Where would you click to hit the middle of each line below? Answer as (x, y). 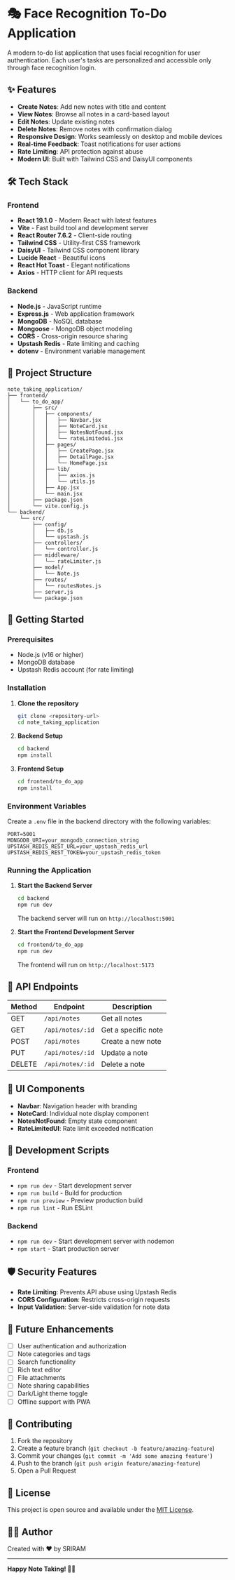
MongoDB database (46, 662)
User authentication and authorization (72, 1346)
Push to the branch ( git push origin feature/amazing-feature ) (109, 1463)
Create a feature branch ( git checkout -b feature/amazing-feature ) (116, 1448)
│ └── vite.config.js (48, 506)
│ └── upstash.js (61, 537)
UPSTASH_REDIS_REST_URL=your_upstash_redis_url (78, 847)
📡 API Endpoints (43, 987)
